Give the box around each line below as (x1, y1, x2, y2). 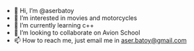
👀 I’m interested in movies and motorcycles (13, 14, 138, 22)
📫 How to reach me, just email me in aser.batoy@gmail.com (13, 37, 187, 44)
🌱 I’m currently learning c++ (13, 21, 95, 29)
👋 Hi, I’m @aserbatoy (13, 7, 74, 14)
